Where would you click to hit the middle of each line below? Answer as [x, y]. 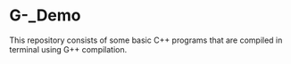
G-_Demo [46, 16]
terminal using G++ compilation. [68, 49]
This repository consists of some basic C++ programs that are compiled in [146, 40]
